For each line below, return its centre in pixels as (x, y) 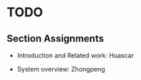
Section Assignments (55, 39)
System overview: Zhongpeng (61, 69)
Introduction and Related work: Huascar (75, 55)
